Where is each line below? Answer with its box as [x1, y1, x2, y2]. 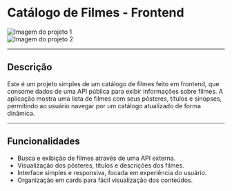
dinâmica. [7, 109, 35, 117]
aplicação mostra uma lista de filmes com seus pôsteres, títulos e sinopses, [7, 94, 222, 103]
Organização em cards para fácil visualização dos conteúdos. [17, 176, 193, 184]
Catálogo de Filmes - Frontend [7, 5, 184, 21]
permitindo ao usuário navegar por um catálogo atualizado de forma [7, 101, 202, 110]
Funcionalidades [7, 136, 81, 148]
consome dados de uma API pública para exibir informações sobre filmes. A [7, 87, 223, 95]
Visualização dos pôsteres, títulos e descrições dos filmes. [17, 161, 184, 170]
